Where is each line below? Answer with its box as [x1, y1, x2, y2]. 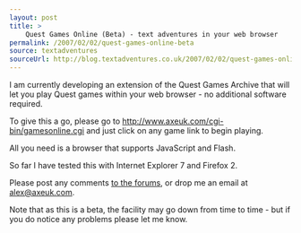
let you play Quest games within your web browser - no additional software [9, 89, 287, 99]
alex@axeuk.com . [9, 187, 75, 197]
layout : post [9, 13, 58, 22]
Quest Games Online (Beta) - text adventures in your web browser [25, 30, 279, 39]
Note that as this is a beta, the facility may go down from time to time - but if [9, 204, 291, 215]
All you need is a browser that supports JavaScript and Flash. [9, 142, 236, 153]
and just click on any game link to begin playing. [86, 125, 264, 135]
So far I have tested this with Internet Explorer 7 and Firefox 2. [9, 160, 238, 170]
